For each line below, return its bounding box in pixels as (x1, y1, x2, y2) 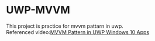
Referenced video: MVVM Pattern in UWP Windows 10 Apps (6, 28, 150, 35)
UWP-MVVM (6, 3, 70, 17)
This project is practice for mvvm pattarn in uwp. (6, 23, 124, 29)
